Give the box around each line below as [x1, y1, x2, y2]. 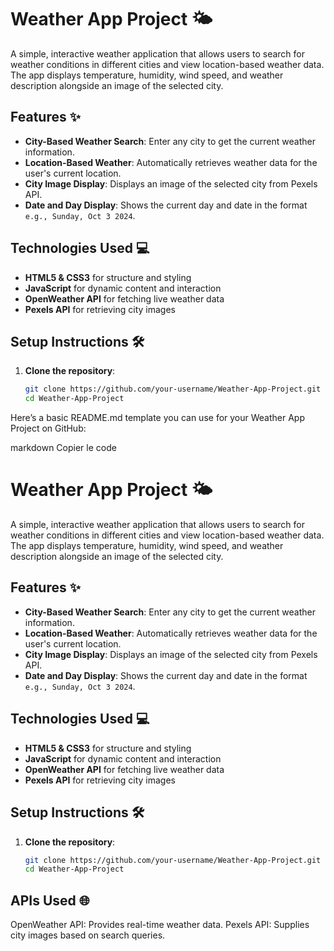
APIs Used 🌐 [10, 892, 90, 909]
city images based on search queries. [10, 929, 166, 941]
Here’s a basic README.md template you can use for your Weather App [10, 412, 306, 424]
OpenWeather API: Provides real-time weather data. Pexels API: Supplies [10, 919, 310, 931]
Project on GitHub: [10, 422, 87, 435]
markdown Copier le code [10, 442, 117, 454]
